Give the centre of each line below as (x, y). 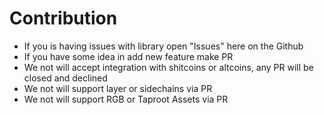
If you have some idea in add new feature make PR (128, 56)
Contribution (63, 18)
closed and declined (65, 78)
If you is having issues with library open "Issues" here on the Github (163, 46)
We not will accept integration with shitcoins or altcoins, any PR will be (168, 67)
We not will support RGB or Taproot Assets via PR (126, 99)
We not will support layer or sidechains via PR (118, 88)
